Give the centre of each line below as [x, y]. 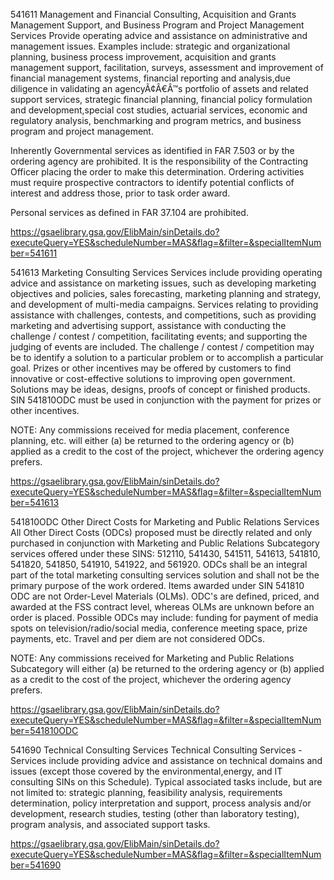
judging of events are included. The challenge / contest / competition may [162, 347]
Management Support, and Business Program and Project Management [157, 25]
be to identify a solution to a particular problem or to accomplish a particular [167, 357]
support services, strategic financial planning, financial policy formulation [161, 99]
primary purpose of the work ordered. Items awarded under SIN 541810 [157, 585]
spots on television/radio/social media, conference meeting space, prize [159, 628]
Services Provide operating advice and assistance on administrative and [159, 35]
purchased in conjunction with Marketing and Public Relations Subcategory [165, 543]
